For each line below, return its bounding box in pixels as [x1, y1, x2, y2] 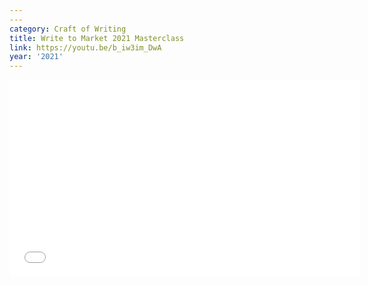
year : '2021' [9, 52, 64, 62]
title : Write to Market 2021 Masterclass [9, 33, 185, 43]
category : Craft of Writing [9, 24, 127, 34]
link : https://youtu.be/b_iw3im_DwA [9, 42, 162, 53]
